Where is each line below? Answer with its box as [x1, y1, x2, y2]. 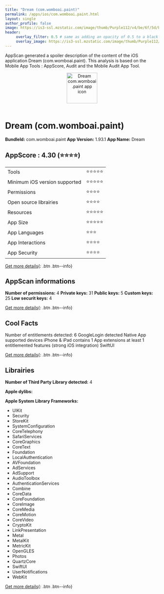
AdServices [12, 465, 36, 471]
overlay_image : [16, 39, 47, 44]
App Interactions [7, 239, 45, 246]
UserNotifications [12, 569, 48, 574]
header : [5, 30, 21, 35]
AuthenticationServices [12, 480, 60, 486]
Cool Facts [5, 319, 38, 327]
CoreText [12, 444, 31, 450]
